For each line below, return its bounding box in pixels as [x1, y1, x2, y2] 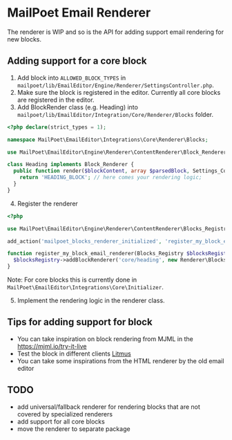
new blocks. [7, 35, 42, 43]
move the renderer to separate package [17, 424, 130, 433]
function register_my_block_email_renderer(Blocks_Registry [7, 250, 184, 257]
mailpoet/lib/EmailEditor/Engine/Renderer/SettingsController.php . [17, 81, 214, 89]
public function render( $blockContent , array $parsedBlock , [13, 167, 190, 174]
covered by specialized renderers [17, 410, 113, 418]
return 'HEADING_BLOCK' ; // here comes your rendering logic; [19, 174, 202, 181]
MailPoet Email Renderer [7, 5, 151, 21]
